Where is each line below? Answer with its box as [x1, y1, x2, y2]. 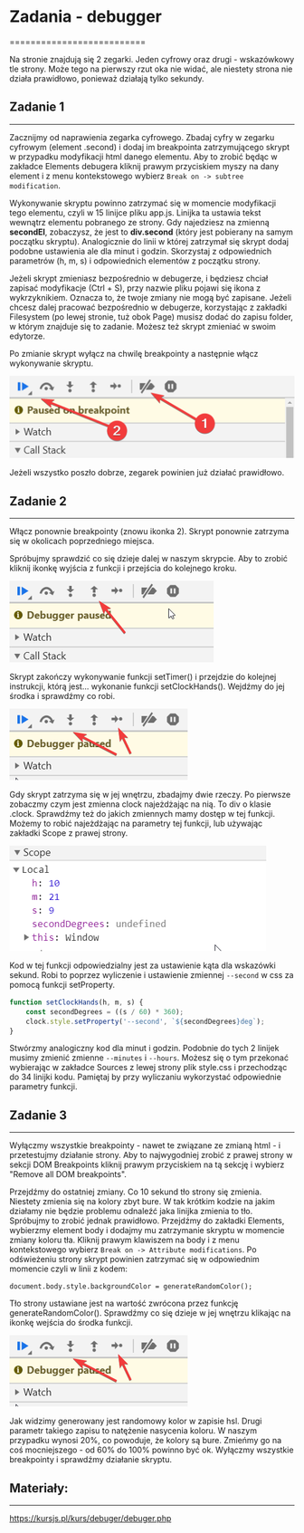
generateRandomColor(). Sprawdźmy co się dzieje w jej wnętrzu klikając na [9, 1308, 291, 1318]
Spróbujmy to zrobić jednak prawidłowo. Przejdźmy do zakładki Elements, [9, 1215, 285, 1226]
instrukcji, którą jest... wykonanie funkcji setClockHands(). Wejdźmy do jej [9, 681, 285, 692]
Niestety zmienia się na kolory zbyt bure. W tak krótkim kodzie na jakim [9, 1196, 276, 1207]
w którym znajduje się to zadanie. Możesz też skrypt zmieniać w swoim [9, 321, 276, 331]
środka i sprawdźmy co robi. [9, 690, 116, 701]
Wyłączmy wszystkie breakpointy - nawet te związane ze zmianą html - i [9, 1140, 281, 1151]
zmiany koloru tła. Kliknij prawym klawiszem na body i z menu [9, 1234, 240, 1246]
